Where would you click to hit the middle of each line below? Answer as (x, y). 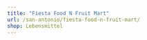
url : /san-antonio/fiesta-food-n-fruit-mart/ (73, 20)
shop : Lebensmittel (35, 26)
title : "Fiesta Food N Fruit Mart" (58, 13)
